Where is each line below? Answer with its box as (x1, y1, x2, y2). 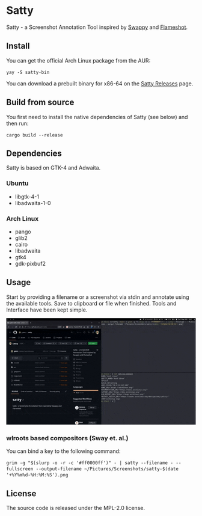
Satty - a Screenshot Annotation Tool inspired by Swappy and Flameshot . (6, 23, 188, 31)
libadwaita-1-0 (14, 199, 51, 206)
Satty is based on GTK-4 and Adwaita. (6, 164, 101, 171)
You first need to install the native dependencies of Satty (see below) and (6, 113, 188, 120)
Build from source (6, 97, 75, 108)
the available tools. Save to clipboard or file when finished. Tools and (6, 299, 177, 307)
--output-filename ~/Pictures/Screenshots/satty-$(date (35, 466, 179, 472)
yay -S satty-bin (6, 69, 50, 75)
